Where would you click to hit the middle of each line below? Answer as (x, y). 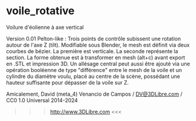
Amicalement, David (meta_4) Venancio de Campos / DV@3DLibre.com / (94, 94)
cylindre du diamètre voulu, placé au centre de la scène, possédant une (93, 76)
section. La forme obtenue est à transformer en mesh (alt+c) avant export (96, 57)
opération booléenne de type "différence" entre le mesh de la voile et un (94, 70)
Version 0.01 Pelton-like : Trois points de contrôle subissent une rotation (94, 38)
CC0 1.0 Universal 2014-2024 (42, 100)
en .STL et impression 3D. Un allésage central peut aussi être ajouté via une (98, 64)
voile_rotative (40, 11)
